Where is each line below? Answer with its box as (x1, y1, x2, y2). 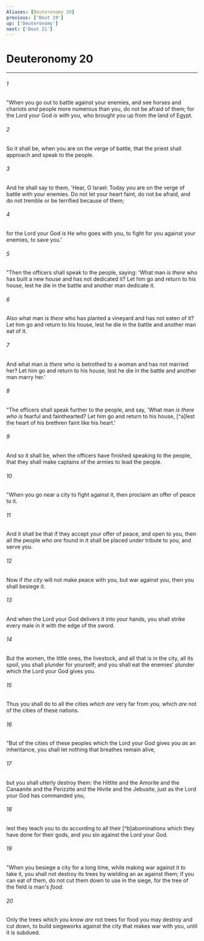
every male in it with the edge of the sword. (6, 621, 115, 629)
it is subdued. (6, 929, 41, 936)
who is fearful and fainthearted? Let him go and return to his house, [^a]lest (6, 412, 195, 420)
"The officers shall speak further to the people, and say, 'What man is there (6, 406, 195, 413)
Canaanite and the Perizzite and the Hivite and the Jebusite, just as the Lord (6, 785, 196, 792)
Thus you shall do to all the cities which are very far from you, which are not (6, 701, 197, 708)
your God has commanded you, (6, 792, 85, 799)
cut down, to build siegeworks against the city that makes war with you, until (6, 923, 198, 930)
